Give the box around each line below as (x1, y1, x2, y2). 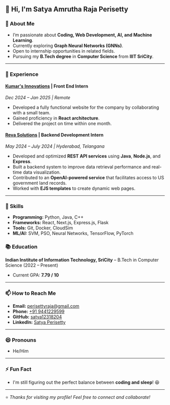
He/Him (12, 348, 29, 354)
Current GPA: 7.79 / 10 (12, 272, 59, 278)
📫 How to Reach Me (5, 290, 56, 297)
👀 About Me (5, 20, 35, 27)
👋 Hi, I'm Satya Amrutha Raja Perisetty (5, 5, 129, 14)
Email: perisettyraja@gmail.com (12, 303, 79, 309)
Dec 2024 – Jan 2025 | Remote (5, 94, 71, 100)
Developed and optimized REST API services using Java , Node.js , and (12, 153, 161, 159)
